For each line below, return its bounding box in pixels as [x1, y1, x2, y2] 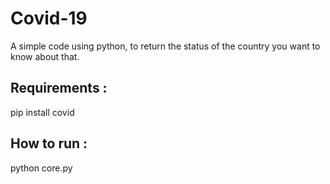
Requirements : [10, 80, 108, 97]
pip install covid [10, 106, 75, 118]
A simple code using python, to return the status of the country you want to [10, 40, 321, 52]
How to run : [10, 135, 88, 152]
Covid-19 [10, 7, 88, 30]
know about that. [10, 50, 80, 62]
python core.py [10, 162, 73, 174]
